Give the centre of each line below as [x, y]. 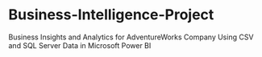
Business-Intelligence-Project [111, 15]
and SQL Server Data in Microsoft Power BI [80, 45]
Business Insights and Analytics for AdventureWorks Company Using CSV [131, 37]
